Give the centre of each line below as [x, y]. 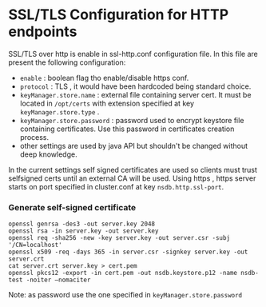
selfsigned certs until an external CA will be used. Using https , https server [132, 178]
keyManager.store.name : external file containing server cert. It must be [135, 94]
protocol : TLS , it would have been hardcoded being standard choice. [135, 86]
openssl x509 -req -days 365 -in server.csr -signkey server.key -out [128, 252]
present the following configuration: [67, 62]
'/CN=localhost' [35, 245]
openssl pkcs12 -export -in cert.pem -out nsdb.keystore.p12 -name [123, 273]
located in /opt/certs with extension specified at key [107, 103]
